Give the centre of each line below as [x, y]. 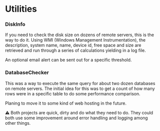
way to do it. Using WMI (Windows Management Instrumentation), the [75, 40]
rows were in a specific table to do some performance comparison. [73, 93]
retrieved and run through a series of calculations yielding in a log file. [75, 50]
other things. [18, 123]
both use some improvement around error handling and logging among [77, 118]
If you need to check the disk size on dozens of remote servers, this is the [80, 35]
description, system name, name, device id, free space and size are [73, 45]
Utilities [21, 9]
